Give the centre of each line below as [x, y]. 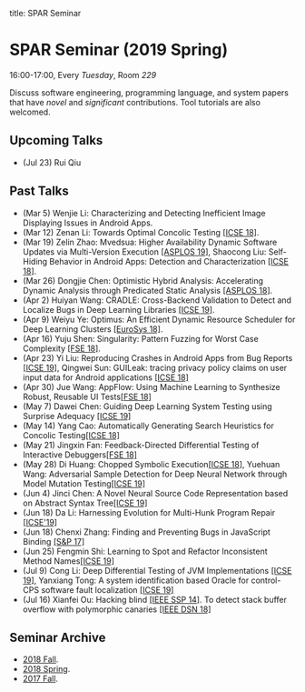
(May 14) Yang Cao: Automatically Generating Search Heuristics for [148, 426]
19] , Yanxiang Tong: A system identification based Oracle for [136, 580]
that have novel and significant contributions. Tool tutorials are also [135, 102]
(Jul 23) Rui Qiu [52, 162]
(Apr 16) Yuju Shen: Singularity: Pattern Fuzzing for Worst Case [140, 338]
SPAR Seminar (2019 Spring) [119, 50]
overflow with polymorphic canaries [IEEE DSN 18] [117, 609]
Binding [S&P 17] [54, 541]
